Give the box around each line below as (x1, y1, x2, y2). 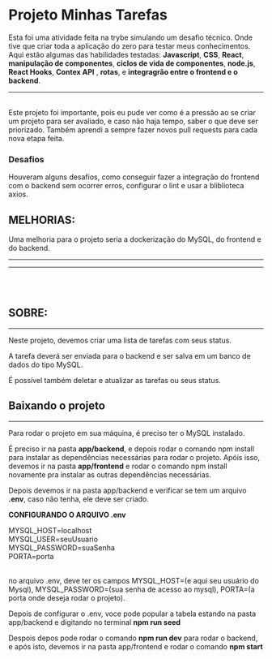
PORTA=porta (8, 551, 54, 561)
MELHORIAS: (8, 213, 75, 226)
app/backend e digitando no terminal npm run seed (8, 617, 181, 627)
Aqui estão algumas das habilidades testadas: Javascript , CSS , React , (8, 50, 244, 59)
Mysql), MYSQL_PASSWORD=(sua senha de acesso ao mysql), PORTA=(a (8, 584, 255, 594)
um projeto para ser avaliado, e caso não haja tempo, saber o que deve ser (8, 116, 258, 126)
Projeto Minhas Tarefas (8, 6, 168, 24)
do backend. (8, 243, 50, 253)
